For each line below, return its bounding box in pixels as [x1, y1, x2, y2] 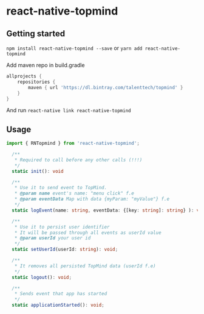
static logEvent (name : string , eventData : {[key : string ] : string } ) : [12, 207, 194, 213]
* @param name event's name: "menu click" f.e [14, 190, 135, 196]
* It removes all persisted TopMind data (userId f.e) [14, 262, 156, 269]
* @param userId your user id [14, 235, 91, 241]
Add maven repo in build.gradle [6, 62, 85, 68]
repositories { [17, 79, 56, 85]
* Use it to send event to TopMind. [14, 185, 107, 191]
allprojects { [6, 73, 42, 79]
